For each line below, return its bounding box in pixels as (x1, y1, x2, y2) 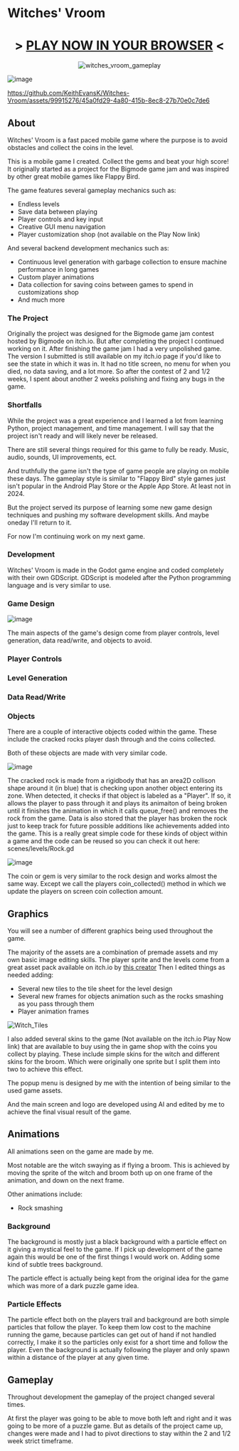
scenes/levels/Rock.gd (7, 845, 75, 853)
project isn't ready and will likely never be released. (7, 431, 158, 440)
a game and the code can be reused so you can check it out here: (7, 837, 201, 845)
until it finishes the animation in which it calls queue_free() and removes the (7, 806, 229, 816)
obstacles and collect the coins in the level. (7, 143, 134, 152)
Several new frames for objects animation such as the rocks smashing (17, 992, 224, 1001)
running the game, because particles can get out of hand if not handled (7, 1331, 217, 1339)
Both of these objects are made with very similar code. (7, 749, 168, 757)
